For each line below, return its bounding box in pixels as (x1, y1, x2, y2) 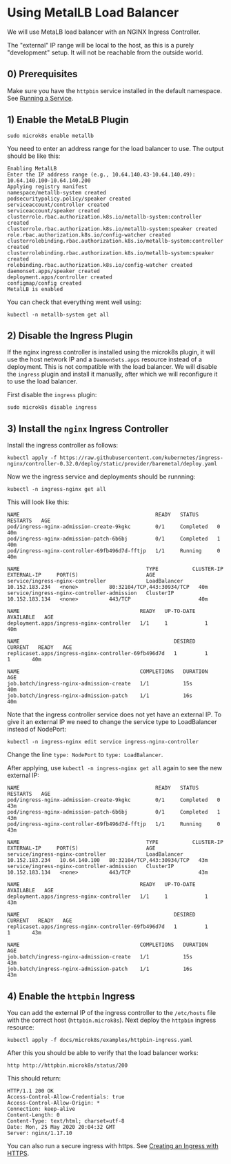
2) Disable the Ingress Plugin (7, 330, 133, 341)
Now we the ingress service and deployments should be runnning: (7, 472, 196, 481)
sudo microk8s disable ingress (7, 404, 97, 411)
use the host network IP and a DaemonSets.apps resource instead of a (7, 355, 202, 363)
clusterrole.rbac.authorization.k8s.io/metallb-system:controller (7, 213, 202, 220)
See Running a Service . (7, 94, 74, 102)
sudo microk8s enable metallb (7, 132, 94, 139)
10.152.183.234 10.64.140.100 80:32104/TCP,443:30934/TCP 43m (7, 857, 208, 864)
